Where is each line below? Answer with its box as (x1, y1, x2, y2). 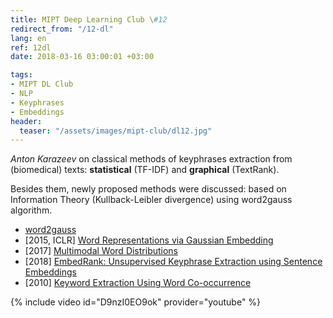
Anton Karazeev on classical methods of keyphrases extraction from (10, 153, 293, 165)
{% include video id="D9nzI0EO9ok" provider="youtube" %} (10, 296, 262, 308)
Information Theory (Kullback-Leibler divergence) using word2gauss (10, 194, 293, 206)
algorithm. (10, 204, 53, 216)
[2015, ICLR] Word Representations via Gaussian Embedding (24, 234, 274, 246)
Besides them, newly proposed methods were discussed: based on (10, 183, 287, 195)
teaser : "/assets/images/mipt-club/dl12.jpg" (19, 126, 213, 136)
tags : (10, 70, 33, 80)
